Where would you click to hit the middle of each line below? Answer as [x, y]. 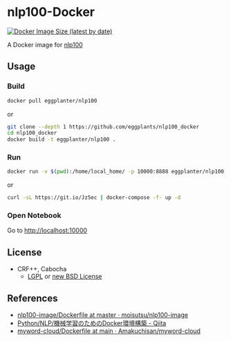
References [33, 298]
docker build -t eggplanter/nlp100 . [62, 139]
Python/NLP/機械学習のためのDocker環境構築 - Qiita [92, 323]
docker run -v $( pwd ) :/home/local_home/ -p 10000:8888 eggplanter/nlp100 [116, 172]
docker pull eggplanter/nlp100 [52, 101]
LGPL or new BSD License [65, 276]
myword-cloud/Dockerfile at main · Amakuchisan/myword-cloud [109, 331]
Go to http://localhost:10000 [47, 230]
